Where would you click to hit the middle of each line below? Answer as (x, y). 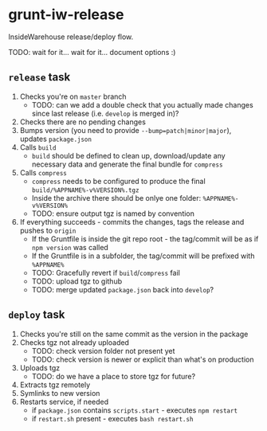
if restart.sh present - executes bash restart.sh (112, 418)
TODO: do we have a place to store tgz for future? (114, 376)
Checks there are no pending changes (82, 122)
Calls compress (43, 172)
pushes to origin (48, 230)
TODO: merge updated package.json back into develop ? (123, 289)
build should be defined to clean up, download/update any (128, 155)
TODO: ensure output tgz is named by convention (113, 214)
